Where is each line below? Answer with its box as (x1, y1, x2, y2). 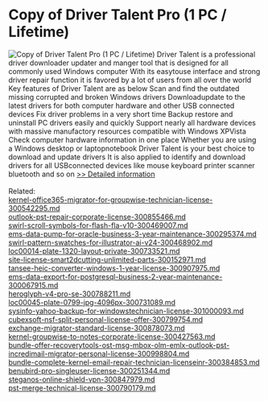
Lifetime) (8, 23, 70, 41)
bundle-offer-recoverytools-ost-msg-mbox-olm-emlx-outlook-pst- (8, 340, 230, 349)
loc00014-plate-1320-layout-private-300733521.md (8, 246, 180, 255)
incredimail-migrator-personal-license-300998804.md (8, 349, 190, 358)
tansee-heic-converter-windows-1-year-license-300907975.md (8, 263, 221, 273)
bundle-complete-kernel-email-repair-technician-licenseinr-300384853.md (8, 357, 260, 367)
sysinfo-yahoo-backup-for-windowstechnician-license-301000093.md (8, 306, 244, 316)
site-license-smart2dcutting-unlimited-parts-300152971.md (8, 254, 207, 264)
